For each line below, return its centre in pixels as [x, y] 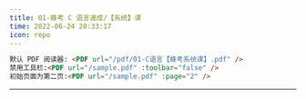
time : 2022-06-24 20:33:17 [61, 26]
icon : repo [30, 35]
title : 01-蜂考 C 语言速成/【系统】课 [76, 18]
